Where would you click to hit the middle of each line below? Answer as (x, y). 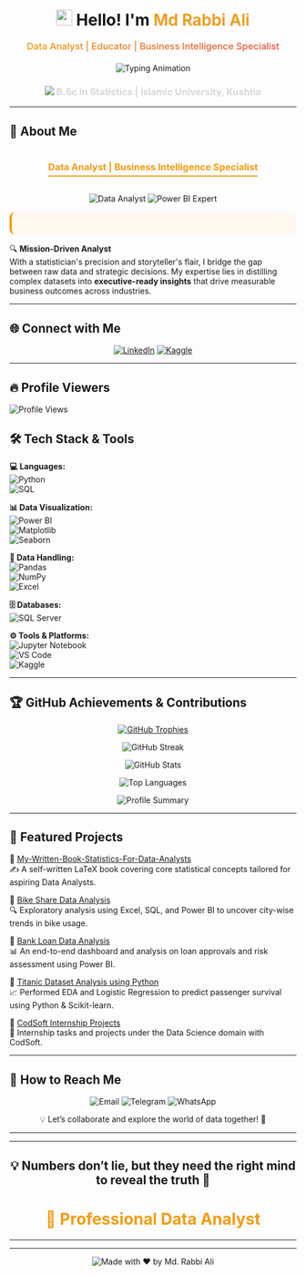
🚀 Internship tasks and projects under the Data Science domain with (137, 1033)
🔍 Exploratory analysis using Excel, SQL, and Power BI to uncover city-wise (152, 911)
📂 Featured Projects (66, 837)
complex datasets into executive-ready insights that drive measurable (143, 282)
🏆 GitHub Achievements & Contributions (128, 703)
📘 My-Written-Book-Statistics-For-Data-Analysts (101, 859)
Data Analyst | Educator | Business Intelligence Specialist (153, 46)
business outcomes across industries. (81, 291)
